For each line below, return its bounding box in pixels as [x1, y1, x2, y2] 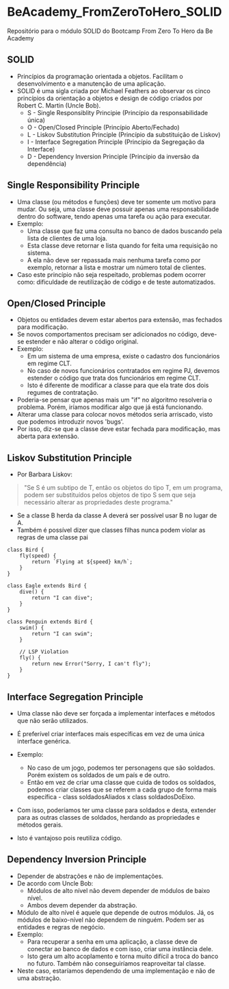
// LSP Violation [19, 648, 69, 655]
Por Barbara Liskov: [16, 470, 73, 478]
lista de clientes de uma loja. [27, 234, 108, 242]
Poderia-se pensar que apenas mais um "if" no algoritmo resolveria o [16, 395, 213, 404]
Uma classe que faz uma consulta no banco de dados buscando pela [27, 227, 222, 235]
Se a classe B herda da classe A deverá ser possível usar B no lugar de [16, 511, 217, 520]
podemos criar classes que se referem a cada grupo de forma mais [27, 785, 217, 794]
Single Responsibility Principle [7, 180, 140, 191]
